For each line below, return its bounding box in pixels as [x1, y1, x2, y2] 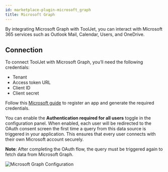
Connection [5, 46, 43, 54]
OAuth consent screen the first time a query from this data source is [5, 126, 146, 132]
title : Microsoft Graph [5, 12, 55, 17]
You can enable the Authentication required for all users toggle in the [5, 115, 151, 121]
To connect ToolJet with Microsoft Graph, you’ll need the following [5, 59, 143, 65]
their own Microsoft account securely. [5, 136, 84, 142]
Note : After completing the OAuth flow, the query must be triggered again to [5, 146, 163, 152]
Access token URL [12, 79, 51, 85]
